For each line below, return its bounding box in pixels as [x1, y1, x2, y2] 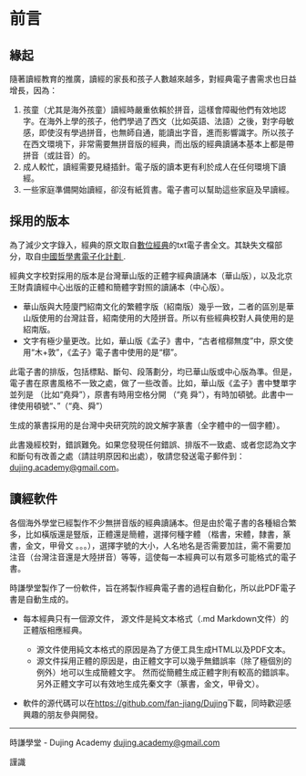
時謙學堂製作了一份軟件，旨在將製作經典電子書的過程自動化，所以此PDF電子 [9, 582, 297, 593]
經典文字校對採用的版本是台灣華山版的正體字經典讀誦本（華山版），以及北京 [9, 270, 293, 281]
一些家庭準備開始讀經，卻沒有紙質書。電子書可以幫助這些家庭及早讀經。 [22, 184, 294, 194]
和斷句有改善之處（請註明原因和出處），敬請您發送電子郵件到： [9, 450, 245, 461]
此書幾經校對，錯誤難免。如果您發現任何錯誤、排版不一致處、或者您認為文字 [9, 439, 297, 450]
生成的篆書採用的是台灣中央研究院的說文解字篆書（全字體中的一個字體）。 [9, 419, 285, 430]
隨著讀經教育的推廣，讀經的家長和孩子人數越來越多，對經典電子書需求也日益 [9, 74, 297, 84]
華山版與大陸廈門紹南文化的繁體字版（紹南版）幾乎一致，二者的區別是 [22, 300, 287, 311]
